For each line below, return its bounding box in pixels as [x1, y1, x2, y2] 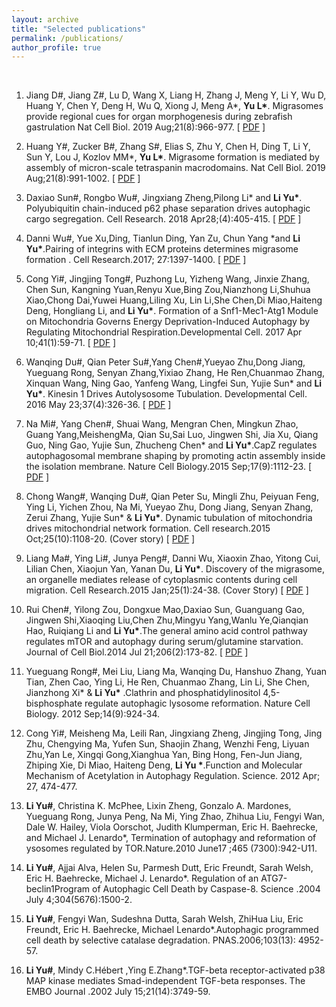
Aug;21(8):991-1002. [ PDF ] [25, 172, 141, 185]
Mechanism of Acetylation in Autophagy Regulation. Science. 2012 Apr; [25, 770, 321, 782]
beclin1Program [25, 883, 91, 895]
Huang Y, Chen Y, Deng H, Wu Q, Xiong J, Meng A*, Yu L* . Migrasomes [25, 100, 324, 112]
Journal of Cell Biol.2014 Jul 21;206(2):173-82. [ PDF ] [25, 646, 249, 658]
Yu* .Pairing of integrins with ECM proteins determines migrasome [25, 243, 299, 255]
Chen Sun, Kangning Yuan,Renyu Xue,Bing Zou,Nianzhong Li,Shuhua [25, 284, 311, 296]
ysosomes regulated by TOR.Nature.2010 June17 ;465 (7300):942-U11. [25, 842, 318, 855]
